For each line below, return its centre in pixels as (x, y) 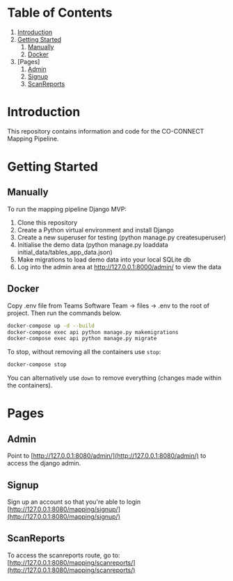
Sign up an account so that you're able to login (74, 502)
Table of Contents (60, 13)
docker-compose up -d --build (51, 326)
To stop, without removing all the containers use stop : (84, 352)
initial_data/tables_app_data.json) (65, 252)
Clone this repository (47, 222)
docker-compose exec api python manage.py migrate (82, 339)
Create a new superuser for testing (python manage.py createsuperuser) (121, 237)
